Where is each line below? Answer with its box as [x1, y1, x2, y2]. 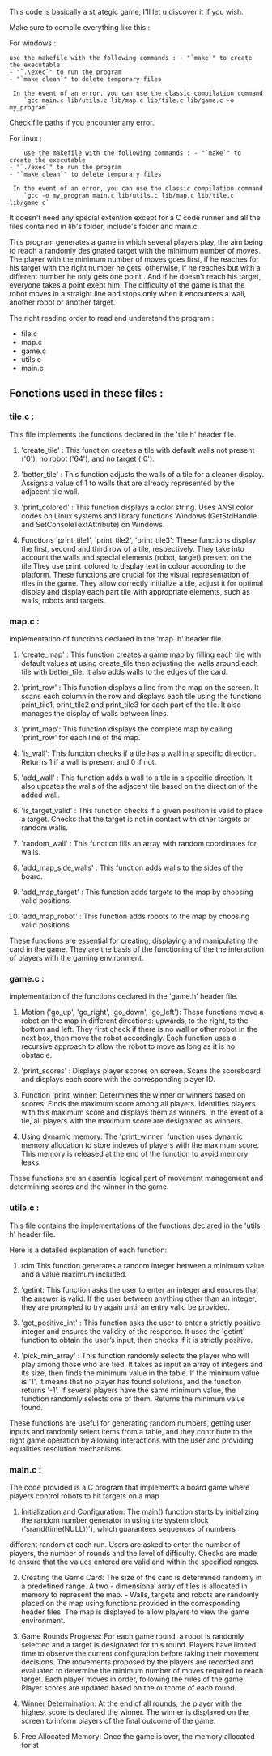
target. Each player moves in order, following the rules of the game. [20, 1674, 245, 1684]
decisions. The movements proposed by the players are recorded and [20, 1656, 254, 1667]
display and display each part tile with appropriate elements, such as [20, 586, 250, 596]
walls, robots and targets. [20, 595, 106, 605]
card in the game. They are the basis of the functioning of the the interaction [9, 944, 265, 954]
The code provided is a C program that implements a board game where [9, 1482, 250, 1492]
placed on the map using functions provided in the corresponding [20, 1598, 240, 1608]
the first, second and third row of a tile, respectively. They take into [20, 543, 245, 553]
